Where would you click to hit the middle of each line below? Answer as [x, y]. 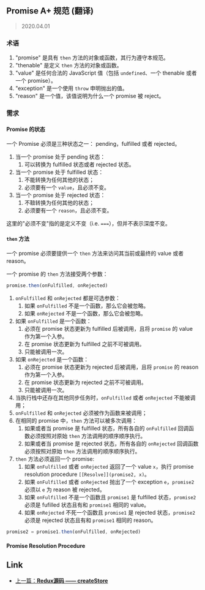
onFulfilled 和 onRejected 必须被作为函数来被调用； [81, 413]
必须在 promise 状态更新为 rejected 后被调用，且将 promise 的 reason [111, 367]
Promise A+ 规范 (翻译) [50, 11]
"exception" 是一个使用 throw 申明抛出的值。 [71, 88]
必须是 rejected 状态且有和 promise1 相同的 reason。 [90, 520]
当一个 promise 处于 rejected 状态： [60, 195]
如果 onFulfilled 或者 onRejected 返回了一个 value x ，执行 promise [109, 467]
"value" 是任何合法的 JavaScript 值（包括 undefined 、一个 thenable [100, 73]
